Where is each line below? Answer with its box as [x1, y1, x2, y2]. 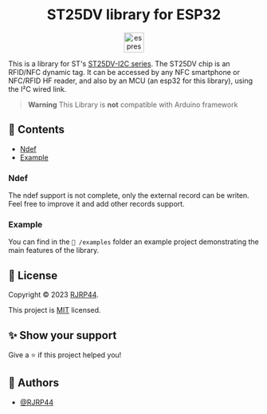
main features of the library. [8, 246, 100, 255]
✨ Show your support [8, 329, 117, 342]
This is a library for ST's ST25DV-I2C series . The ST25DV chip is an [8, 58, 230, 69]
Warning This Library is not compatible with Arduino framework [27, 100, 238, 109]
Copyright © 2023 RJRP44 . [8, 290, 99, 300]
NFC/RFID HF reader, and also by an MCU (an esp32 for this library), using [8, 76, 253, 85]
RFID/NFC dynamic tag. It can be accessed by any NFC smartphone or [8, 67, 241, 77]
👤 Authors [8, 377, 60, 390]
